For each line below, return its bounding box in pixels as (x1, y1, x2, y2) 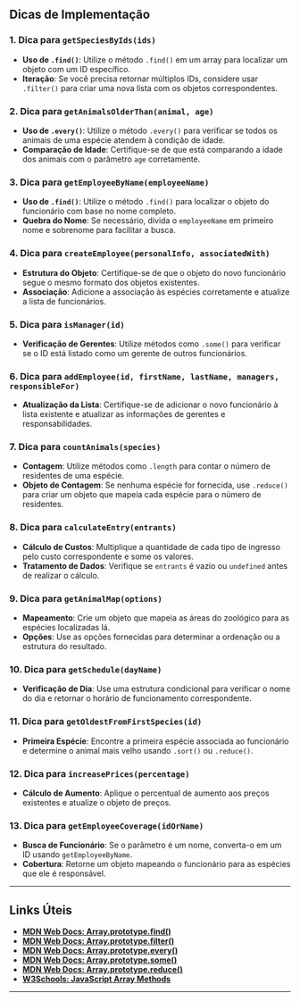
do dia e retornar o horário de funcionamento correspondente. (21, 693, 252, 704)
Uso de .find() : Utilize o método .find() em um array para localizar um (21, 54, 288, 65)
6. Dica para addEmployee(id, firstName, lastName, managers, (9, 370, 279, 382)
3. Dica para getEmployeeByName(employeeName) (9, 176, 210, 188)
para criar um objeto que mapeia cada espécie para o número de (21, 489, 262, 500)
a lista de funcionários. (21, 296, 107, 306)
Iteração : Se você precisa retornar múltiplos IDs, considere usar (21, 73, 259, 84)
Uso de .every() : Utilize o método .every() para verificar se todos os (21, 125, 279, 136)
